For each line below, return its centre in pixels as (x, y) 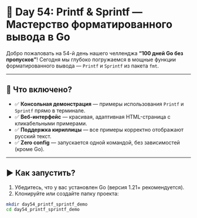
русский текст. (33, 136)
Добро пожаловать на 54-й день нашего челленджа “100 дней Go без (95, 53)
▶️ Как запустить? (41, 173)
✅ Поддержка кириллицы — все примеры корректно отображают (99, 129)
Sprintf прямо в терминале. (50, 110)
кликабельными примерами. (51, 123)
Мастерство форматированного (89, 24)
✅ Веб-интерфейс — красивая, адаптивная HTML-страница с (93, 116)
